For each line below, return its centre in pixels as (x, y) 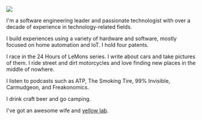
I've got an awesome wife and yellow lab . (57, 110)
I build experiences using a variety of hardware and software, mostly (91, 38)
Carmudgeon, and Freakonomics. (48, 87)
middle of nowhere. (30, 69)
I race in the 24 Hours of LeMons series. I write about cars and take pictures (101, 56)
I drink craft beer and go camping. (49, 99)
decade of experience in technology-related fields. (69, 27)
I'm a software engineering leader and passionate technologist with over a (99, 20)
